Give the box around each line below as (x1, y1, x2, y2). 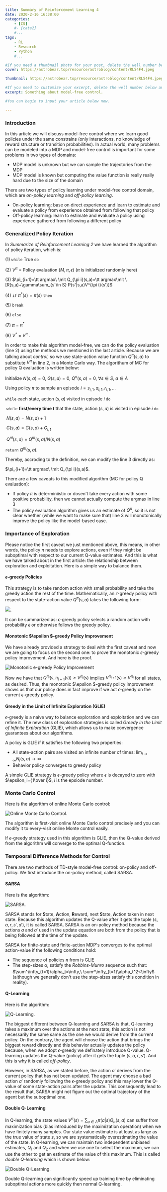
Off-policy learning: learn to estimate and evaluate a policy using (12, 212, 145, 218)
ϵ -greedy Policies (5, 574, 42, 580)
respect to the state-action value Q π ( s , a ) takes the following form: (5, 595, 141, 602)
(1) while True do (5, 257, 39, 263)
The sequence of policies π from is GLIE (12, 957, 94, 963)
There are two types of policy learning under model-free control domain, (5, 187, 154, 193)
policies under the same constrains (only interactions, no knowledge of (5, 136, 151, 142)
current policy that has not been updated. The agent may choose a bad (5, 1073, 151, 1079)
